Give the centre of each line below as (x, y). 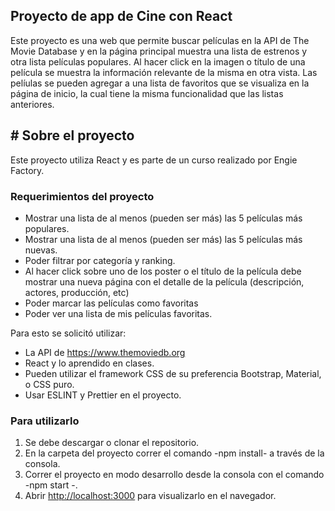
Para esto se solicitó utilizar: (68, 333)
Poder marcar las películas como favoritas (111, 303)
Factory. (27, 170)
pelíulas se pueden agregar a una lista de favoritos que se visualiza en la (160, 83)
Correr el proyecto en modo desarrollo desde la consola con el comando (174, 475)
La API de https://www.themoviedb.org (105, 352)
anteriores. (32, 104)
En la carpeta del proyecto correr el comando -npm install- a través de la (174, 453)
